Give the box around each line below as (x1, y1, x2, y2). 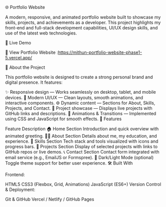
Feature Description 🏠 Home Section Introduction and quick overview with (5, 126, 159, 132)
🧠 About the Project (5, 64, 46, 70)
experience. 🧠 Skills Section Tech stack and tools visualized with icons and (5, 138, 159, 144)
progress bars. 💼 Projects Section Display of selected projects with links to (5, 144, 158, 149)
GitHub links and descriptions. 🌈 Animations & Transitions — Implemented (5, 111, 157, 116)
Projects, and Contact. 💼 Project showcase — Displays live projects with (5, 105, 153, 111)
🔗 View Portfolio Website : (5, 49, 58, 55)
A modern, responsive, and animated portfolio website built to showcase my (5, 14, 161, 20)
